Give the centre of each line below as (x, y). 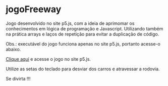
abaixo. (13, 49)
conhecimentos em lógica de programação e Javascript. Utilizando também (85, 28)
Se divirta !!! (18, 78)
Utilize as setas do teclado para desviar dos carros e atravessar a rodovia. (83, 69)
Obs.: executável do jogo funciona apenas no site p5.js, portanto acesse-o (83, 44)
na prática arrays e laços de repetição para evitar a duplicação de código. (82, 34)
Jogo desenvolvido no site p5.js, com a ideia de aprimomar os (70, 23)
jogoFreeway (34, 9)
